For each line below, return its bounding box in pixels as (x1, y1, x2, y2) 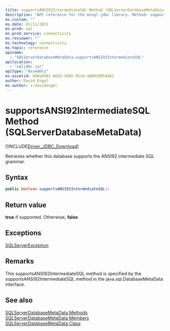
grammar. (5, 158, 25, 164)
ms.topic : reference (5, 45, 49, 50)
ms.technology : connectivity (5, 41, 67, 46)
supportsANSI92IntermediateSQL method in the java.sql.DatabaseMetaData (5, 276, 163, 282)
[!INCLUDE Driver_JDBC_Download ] (5, 143, 79, 149)
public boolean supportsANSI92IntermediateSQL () (5, 186, 110, 192)
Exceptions (5, 229, 41, 238)
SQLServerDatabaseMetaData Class (5, 320, 81, 326)
